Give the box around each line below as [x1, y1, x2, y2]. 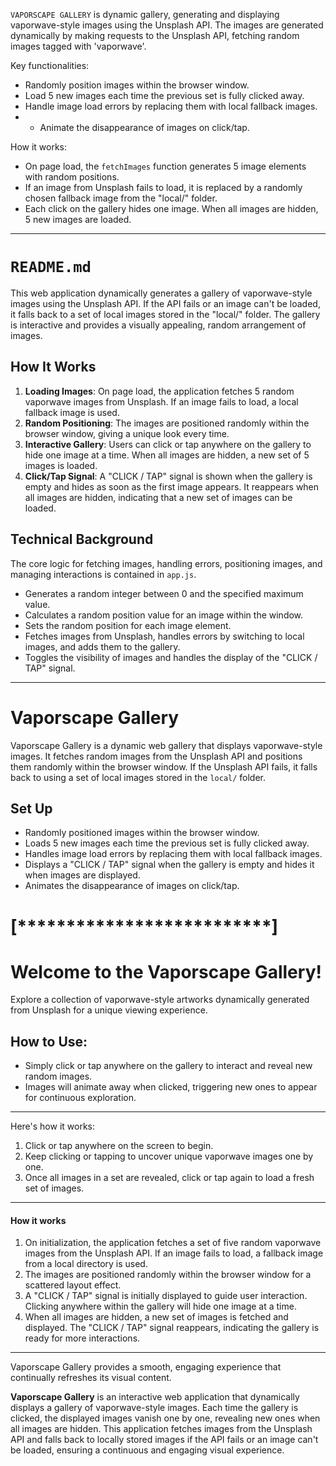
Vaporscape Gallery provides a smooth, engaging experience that [10, 1361, 282, 1373]
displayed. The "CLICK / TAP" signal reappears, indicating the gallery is [24, 1322, 320, 1334]
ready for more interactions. [24, 1332, 141, 1344]
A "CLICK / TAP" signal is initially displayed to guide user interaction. [24, 1290, 308, 1302]
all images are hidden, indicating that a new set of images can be [24, 491, 293, 503]
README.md [10, 258, 92, 277]
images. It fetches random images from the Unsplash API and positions [10, 750, 303, 762]
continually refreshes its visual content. [10, 1372, 172, 1384]
